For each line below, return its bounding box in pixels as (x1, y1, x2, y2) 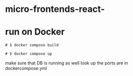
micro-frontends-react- (5, 3, 105, 15)
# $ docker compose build (5, 43, 59, 48)
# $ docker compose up (5, 51, 52, 57)
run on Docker (5, 26, 65, 38)
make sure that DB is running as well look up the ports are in (5, 60, 128, 66)
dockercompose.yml (5, 66, 47, 72)
